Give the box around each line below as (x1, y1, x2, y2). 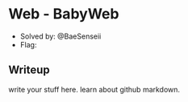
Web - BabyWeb (8, 5, 119, 23)
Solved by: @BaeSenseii (19, 31, 102, 41)
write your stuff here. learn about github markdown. (8, 84, 180, 94)
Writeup (8, 63, 50, 77)
